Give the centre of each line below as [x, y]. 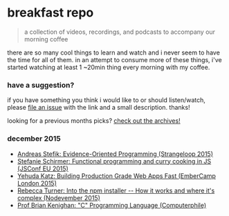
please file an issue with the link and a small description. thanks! [99, 108]
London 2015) [37, 183]
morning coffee [46, 39]
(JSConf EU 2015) [43, 168]
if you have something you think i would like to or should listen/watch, [107, 100]
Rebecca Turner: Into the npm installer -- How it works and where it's [116, 190]
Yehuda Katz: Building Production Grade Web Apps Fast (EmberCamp [117, 176]
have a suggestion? [41, 85]
